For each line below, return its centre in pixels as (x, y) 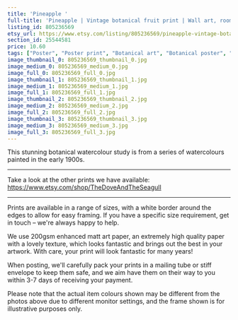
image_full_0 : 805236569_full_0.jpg (61, 73)
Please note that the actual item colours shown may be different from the (114, 294)
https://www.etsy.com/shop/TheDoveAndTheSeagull (84, 187)
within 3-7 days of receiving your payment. (70, 280)
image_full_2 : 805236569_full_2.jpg (61, 112)
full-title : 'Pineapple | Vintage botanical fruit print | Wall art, (112, 20)
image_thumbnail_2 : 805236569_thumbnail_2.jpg (77, 100)
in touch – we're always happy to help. (63, 223)
